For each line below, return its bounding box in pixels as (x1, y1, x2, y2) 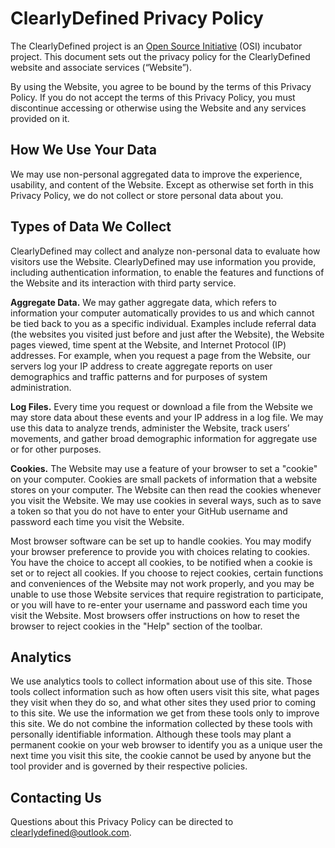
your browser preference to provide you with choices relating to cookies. (10, 545, 310, 557)
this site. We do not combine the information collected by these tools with (10, 718, 313, 730)
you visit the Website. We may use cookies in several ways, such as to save (10, 494, 322, 506)
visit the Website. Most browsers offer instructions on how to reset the (10, 609, 300, 621)
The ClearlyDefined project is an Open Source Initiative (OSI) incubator (10, 40, 303, 52)
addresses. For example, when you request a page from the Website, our (10, 349, 311, 361)
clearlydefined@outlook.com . (10, 827, 132, 839)
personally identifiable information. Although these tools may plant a (10, 728, 292, 741)
